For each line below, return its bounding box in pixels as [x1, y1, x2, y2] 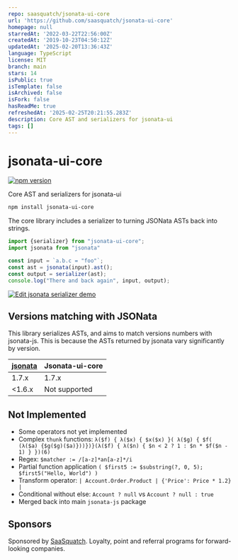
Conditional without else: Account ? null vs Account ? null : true [18, 490, 215, 498]
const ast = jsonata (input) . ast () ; [8, 264, 113, 271]
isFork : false [8, 96, 50, 103]
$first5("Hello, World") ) [18, 470, 98, 477]
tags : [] [8, 122, 34, 130]
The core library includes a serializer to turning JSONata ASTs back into [8, 217, 218, 225]
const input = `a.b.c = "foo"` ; [8, 257, 103, 264]
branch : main [8, 63, 47, 70]
